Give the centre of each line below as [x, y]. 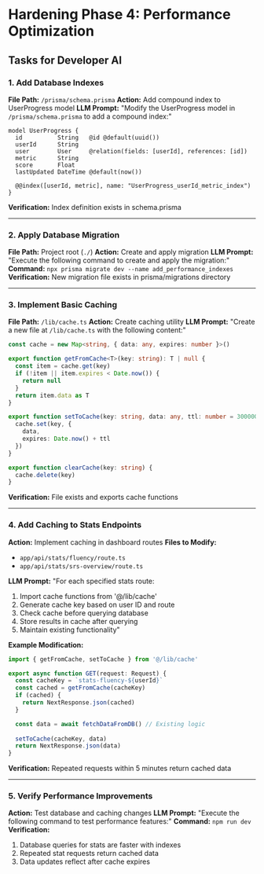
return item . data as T [52, 395]
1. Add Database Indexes [56, 83]
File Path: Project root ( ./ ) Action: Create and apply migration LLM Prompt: [131, 252]
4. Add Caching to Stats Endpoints [75, 525]
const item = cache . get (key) [63, 366]
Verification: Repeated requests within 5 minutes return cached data [120, 769]
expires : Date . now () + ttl [66, 439]
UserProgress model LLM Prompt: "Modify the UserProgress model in [122, 108]
